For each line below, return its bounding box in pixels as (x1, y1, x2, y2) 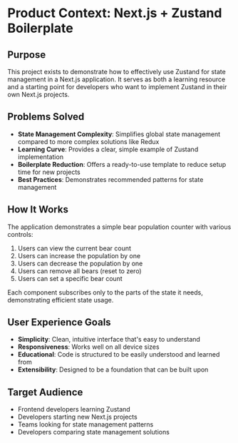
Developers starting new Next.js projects (17, 412, 138, 422)
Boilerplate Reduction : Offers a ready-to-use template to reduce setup (17, 160, 227, 168)
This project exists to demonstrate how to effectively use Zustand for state (7, 68, 226, 76)
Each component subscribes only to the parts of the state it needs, (7, 287, 203, 297)
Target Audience (7, 386, 83, 398)
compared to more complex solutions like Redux (17, 137, 160, 146)
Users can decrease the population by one (17, 259, 143, 268)
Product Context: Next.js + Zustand (7, 5, 222, 21)
